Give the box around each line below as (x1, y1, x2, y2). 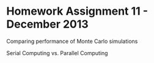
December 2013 (6, 17, 89, 31)
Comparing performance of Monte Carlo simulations (6, 37, 138, 45)
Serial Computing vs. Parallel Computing (6, 49, 108, 56)
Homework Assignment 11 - (6, 4, 148, 18)
